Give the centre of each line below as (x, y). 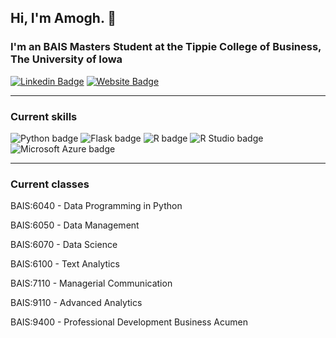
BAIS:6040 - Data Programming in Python (96, 206)
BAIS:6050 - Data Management (75, 225)
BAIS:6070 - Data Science (64, 245)
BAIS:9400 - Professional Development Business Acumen (129, 322)
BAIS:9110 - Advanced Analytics (76, 303)
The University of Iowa (66, 59)
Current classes (50, 184)
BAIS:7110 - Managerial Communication (91, 283)
